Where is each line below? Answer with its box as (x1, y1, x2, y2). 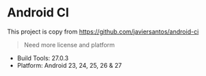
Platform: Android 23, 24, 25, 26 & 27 (16, 61, 122, 69)
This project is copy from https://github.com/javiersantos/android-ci (7, 27, 199, 36)
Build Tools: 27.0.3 (16, 53, 69, 62)
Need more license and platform (23, 40, 115, 49)
